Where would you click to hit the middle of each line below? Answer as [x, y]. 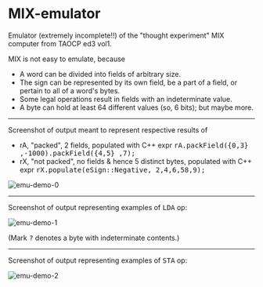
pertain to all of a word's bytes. [69, 90]
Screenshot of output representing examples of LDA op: [98, 207]
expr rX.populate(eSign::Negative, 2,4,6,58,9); [112, 169]
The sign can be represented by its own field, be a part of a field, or [128, 82]
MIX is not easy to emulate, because [67, 59]
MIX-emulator [54, 14]
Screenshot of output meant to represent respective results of [108, 129]
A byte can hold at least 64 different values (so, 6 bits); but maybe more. [137, 107]
